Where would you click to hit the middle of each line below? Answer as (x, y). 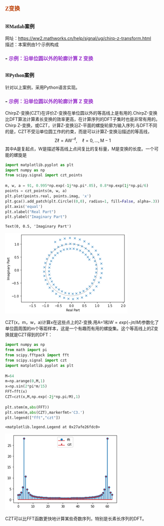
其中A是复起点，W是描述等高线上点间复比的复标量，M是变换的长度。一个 (80, 149)
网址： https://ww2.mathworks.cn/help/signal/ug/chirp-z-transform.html (78, 38)
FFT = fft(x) (16, 392)
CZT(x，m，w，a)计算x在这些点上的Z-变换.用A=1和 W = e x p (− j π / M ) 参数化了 (82, 323)
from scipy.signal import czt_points (44, 175)
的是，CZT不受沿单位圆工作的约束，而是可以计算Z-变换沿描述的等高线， (79, 132)
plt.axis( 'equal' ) (24, 206)
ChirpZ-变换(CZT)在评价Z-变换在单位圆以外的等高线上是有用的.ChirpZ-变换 (81, 113)
